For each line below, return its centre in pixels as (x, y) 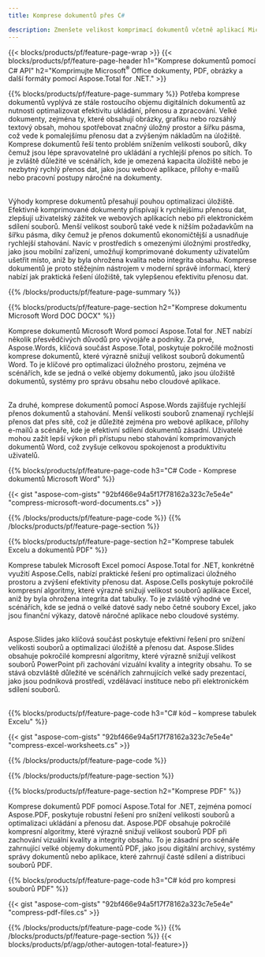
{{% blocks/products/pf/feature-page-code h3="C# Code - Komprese (122, 471)
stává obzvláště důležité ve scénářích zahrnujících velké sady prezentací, (127, 673)
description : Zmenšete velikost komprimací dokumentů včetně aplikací (127, 30)
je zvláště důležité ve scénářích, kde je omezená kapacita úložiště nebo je (128, 161)
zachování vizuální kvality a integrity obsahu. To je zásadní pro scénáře (124, 840)
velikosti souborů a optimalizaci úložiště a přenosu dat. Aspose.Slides (121, 648)
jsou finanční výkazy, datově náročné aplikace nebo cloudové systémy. (124, 615)
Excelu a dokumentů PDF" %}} (58, 550)
